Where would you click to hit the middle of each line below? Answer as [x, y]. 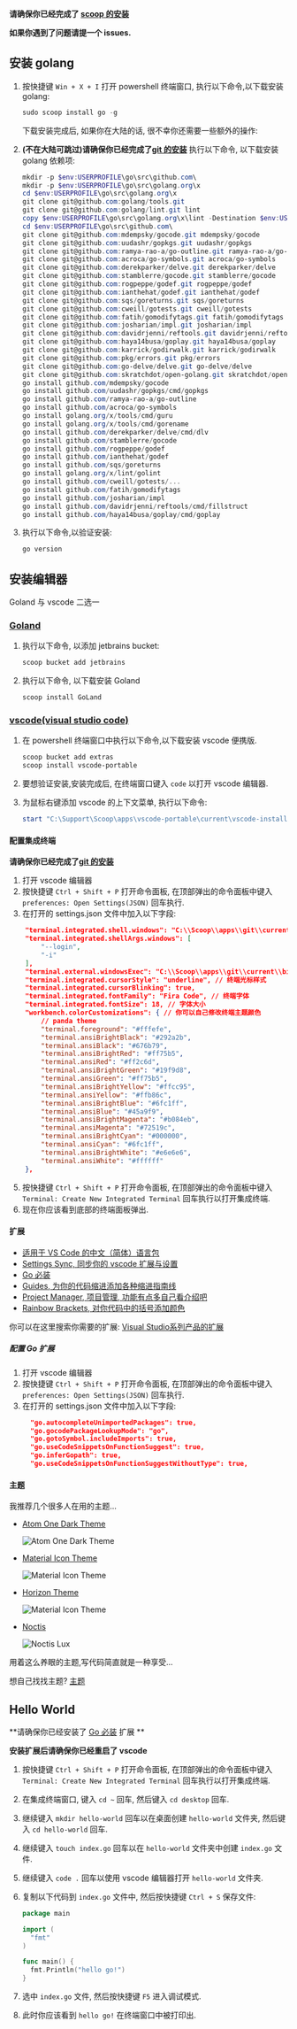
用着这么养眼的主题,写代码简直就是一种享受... [91, 1663]
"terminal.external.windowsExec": [88, 972]
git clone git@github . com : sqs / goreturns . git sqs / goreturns [133, 300]
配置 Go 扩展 [32, 1348]
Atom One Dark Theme [64, 1524]
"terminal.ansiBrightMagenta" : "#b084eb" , [120, 1120]
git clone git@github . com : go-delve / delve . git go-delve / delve [137, 366]
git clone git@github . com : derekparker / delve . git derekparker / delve [149, 268]
